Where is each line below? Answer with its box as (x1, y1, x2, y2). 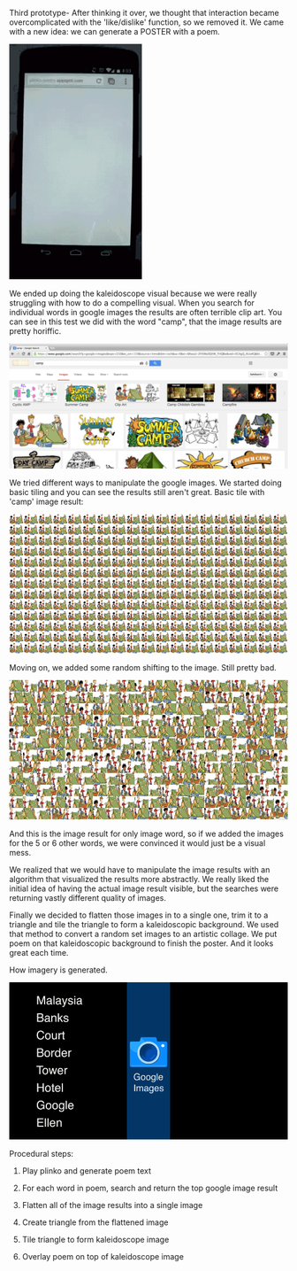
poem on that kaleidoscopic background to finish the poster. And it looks (9, 938, 274, 949)
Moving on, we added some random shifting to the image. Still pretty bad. (9, 663, 277, 673)
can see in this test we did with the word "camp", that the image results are (9, 316, 283, 327)
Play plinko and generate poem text (21, 1165, 152, 1176)
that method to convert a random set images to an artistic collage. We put (9, 929, 278, 940)
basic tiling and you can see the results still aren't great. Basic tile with (9, 487, 265, 498)
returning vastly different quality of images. (9, 893, 166, 903)
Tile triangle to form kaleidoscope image (21, 1234, 170, 1244)
